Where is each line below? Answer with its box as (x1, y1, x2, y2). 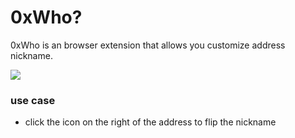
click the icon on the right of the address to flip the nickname (24, 116, 277, 128)
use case (10, 93, 56, 107)
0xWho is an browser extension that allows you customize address (10, 39, 286, 51)
